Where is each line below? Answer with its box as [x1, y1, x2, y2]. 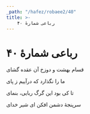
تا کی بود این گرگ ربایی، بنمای [6, 89, 74, 97]
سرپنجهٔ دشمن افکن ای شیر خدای [6, 101, 81, 109]
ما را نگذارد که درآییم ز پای [6, 78, 65, 85]
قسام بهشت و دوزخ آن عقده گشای [6, 66, 84, 73]
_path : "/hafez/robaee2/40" [6, 8, 77, 15]
